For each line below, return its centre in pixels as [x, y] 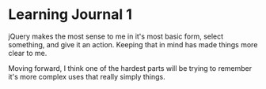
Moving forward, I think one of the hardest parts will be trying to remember [130, 68]
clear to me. [28, 53]
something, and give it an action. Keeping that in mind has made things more [133, 44]
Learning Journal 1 [70, 15]
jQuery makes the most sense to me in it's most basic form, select [116, 36]
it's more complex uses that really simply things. [87, 76]
